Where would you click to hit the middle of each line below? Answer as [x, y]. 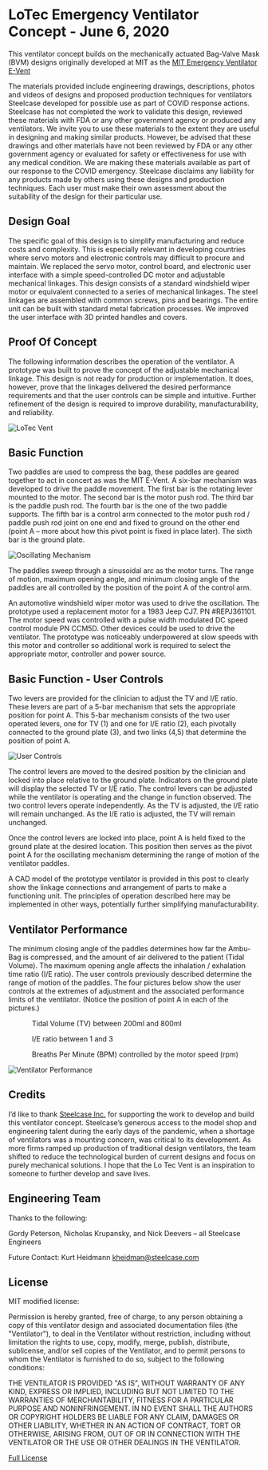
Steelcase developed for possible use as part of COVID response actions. [129, 103]
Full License [28, 1458]
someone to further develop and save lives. [79, 1173]
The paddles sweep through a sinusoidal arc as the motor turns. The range [131, 571]
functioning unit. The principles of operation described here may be [120, 896]
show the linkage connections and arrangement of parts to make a [118, 887]
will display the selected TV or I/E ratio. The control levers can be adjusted [130, 788]
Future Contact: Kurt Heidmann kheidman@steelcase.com [104, 1257]
